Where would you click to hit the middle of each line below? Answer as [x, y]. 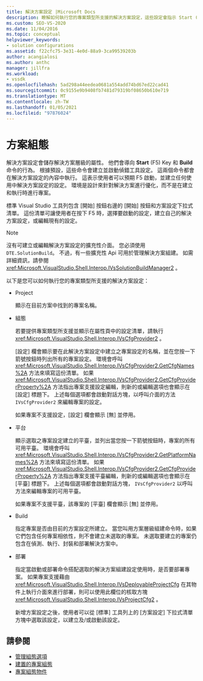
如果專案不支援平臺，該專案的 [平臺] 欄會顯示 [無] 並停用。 [88, 504]
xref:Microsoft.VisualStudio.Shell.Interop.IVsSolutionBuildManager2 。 [94, 268]
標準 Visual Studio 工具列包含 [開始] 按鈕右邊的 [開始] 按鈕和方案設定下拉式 [100, 205]
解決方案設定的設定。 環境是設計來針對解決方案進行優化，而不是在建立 [105, 186]
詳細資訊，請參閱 [27, 260]
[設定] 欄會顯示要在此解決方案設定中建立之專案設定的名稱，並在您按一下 [105, 352]
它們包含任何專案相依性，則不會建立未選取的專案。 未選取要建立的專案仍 [106, 536]
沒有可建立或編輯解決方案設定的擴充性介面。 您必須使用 [76, 245]
